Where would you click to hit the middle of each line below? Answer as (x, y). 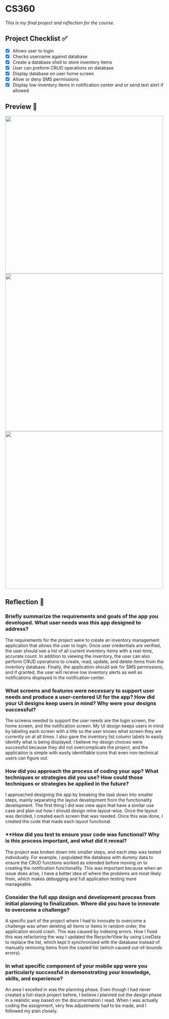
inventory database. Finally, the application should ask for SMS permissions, (84, 667)
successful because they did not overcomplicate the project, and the (77, 747)
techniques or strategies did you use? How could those (74, 777)
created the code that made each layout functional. (59, 822)
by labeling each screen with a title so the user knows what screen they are (83, 731)
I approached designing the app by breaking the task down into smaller (79, 795)
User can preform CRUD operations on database (63, 68)
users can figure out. (27, 758)
